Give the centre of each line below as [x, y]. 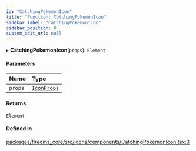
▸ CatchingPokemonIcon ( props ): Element [56, 50]
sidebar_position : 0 [31, 28]
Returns [16, 103]
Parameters [21, 63]
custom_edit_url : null [34, 33]
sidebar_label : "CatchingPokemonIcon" [54, 22]
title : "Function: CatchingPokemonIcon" [57, 17]
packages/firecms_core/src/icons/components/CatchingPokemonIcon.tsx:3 [98, 142]
